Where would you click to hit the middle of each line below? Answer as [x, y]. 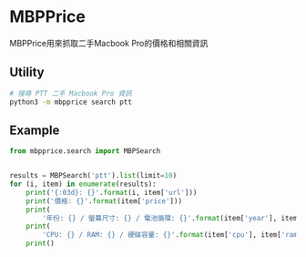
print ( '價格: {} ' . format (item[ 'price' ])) [104, 201]
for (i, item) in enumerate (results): [83, 184]
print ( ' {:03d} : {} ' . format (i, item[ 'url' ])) [112, 192]
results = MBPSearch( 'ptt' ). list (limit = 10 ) [93, 176]
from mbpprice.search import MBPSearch [85, 151]
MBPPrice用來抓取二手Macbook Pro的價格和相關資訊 [109, 43]
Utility [27, 72]
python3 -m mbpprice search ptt [71, 102]
